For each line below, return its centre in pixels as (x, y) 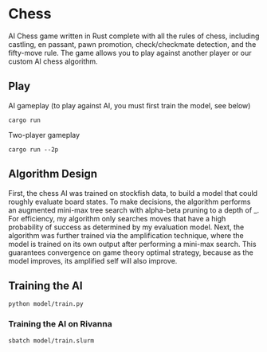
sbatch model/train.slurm (51, 340)
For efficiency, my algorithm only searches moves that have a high (117, 218)
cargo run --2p (33, 149)
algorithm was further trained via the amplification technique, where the (126, 235)
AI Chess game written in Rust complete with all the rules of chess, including (134, 36)
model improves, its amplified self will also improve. (93, 260)
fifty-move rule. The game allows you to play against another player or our (130, 53)
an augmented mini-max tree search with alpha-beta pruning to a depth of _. (134, 210)
